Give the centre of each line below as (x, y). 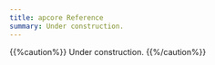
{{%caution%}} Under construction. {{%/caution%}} (108, 51)
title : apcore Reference (56, 18)
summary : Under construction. (67, 26)
